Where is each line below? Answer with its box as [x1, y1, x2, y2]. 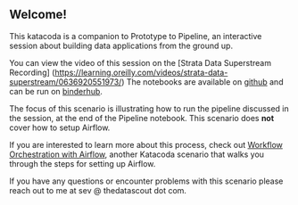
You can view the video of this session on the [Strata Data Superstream [9, 57, 272, 68]
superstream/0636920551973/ [9, 76, 122, 87]
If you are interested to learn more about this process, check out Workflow [9, 139, 284, 150]
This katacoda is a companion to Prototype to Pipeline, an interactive [9, 30, 262, 41]
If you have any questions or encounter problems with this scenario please [9, 176, 284, 186]
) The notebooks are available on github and [121, 76, 284, 87]
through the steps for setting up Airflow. [9, 158, 156, 168]
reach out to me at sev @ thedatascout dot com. [9, 184, 187, 195]
